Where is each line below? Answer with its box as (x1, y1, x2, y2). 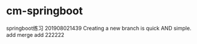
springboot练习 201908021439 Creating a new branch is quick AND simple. (6, 24, 192, 32)
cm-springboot (6, 4, 83, 18)
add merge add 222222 (6, 31, 64, 38)
